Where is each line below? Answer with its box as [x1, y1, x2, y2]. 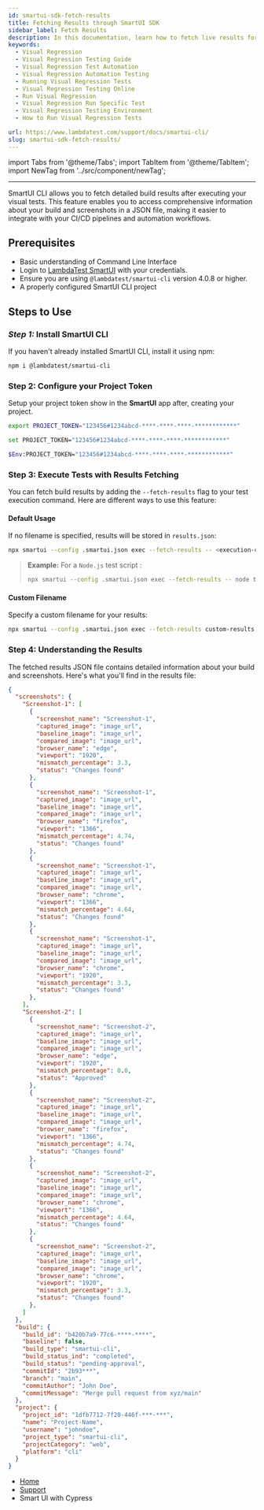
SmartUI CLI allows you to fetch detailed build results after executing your [8, 188, 247, 198]
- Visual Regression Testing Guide [15, 56, 132, 64]
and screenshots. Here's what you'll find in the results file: [8, 671, 196, 680]
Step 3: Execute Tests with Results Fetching [8, 469, 179, 480]
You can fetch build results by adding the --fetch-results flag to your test [8, 487, 249, 497]
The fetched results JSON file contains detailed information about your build [8, 662, 255, 671]
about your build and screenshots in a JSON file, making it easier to [8, 205, 226, 214]
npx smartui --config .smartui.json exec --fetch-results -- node [27, 576, 250, 584]
